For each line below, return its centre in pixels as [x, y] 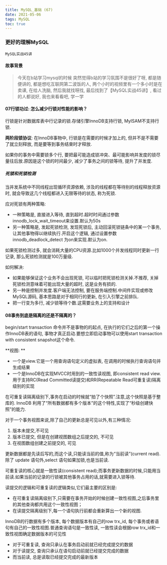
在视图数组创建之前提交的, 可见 [44, 443]
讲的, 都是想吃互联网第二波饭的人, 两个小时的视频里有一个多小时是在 [92, 84]
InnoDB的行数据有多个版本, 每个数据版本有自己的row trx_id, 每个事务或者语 [82, 521]
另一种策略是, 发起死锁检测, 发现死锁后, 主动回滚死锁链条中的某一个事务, [86, 227]
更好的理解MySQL [27, 42]
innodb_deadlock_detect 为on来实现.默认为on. [60, 239]
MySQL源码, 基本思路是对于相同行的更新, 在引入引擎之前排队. [75, 297]
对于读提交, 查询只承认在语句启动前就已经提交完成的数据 [70, 551]
